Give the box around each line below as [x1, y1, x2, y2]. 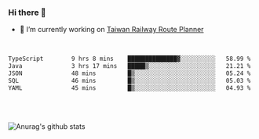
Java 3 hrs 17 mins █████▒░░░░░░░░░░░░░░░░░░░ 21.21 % [8, 62, 251, 70]
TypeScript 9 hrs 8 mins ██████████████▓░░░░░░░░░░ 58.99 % [8, 55, 251, 63]
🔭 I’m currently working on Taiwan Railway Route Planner [19, 25, 204, 34]
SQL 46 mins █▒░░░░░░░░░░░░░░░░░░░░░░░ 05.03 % [8, 77, 251, 84]
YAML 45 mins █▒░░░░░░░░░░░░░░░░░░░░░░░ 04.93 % [8, 84, 251, 92]
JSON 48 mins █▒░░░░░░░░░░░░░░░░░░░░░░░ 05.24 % [8, 69, 251, 77]
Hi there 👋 [8, 7, 47, 18]
